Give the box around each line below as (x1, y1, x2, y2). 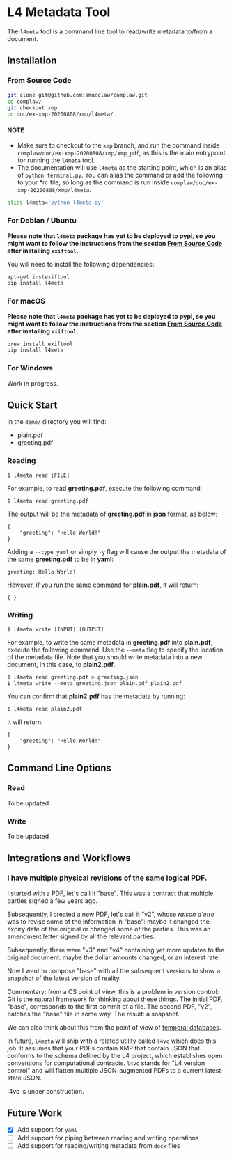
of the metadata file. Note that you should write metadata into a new (7, 653, 203, 661)
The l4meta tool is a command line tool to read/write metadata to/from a (7, 27, 213, 36)
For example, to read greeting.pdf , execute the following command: (7, 484, 203, 492)
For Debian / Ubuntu (7, 216, 77, 226)
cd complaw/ (7, 98, 42, 105)
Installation (7, 55, 57, 67)
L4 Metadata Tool (7, 4, 111, 20)
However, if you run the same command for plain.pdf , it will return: (7, 581, 199, 589)
